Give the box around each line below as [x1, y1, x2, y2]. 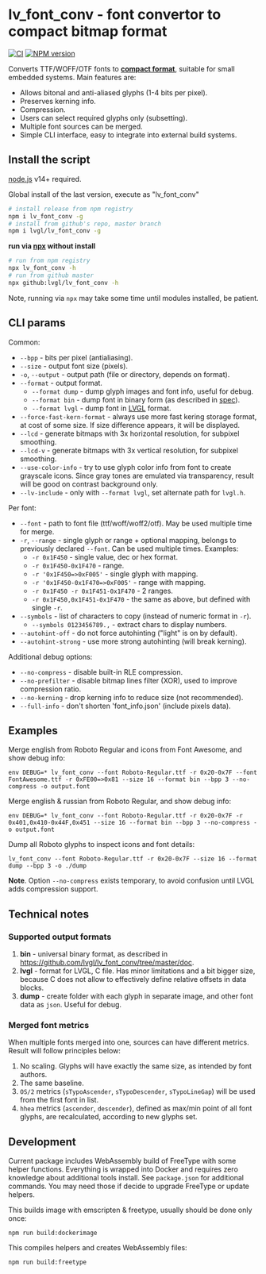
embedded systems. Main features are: [8, 72, 137, 82]
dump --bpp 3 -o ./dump [8, 862, 87, 870]
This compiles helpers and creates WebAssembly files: [8, 1243, 188, 1253]
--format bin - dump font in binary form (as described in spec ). [31, 395, 241, 404]
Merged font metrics [8, 1019, 90, 1030]
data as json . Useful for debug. [19, 1000, 121, 1010]
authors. [19, 1070, 48, 1080]
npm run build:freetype [8, 1258, 87, 1267]
